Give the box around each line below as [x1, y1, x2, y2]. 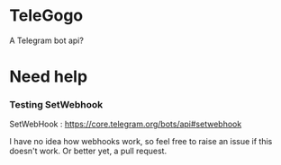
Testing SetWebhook [9, 99, 104, 111]
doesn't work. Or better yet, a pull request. [9, 145, 168, 157]
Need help [9, 66, 88, 87]
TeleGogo [9, 5, 84, 26]
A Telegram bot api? [9, 35, 84, 46]
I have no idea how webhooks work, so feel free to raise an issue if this [9, 136, 273, 147]
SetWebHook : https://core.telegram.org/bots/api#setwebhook [9, 118, 242, 130]
